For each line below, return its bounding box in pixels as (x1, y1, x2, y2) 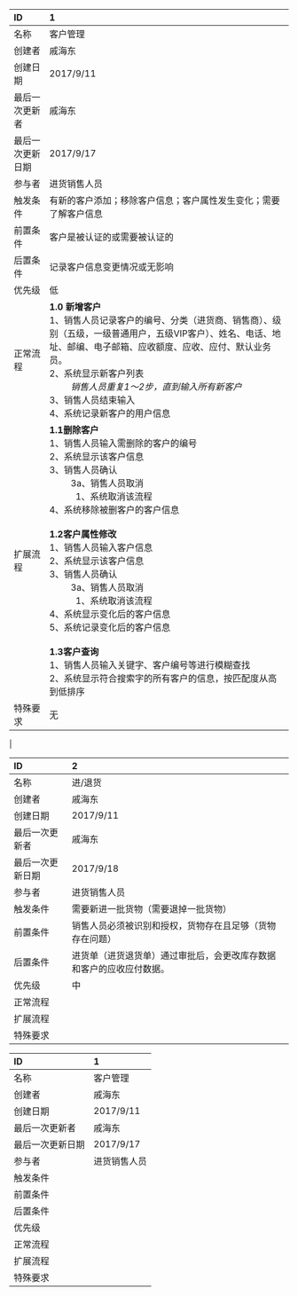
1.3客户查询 (49, 646, 99, 657)
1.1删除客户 (49, 424, 99, 436)
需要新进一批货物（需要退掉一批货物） (71, 903, 232, 915)
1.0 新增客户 (49, 301, 102, 313)
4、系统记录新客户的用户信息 (49, 407, 171, 420)
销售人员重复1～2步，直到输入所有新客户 (70, 381, 242, 393)
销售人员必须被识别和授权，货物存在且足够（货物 (71, 920, 277, 931)
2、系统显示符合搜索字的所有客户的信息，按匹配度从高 (49, 672, 278, 684)
